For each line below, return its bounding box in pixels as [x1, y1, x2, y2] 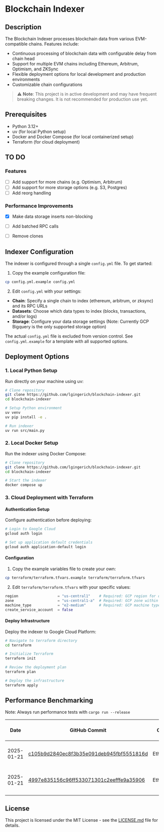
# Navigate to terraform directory [5, 638, 78, 643]
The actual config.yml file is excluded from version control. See [5, 333, 133, 339]
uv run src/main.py [5, 428, 45, 433]
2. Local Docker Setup [5, 440, 59, 447]
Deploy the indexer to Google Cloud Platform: [5, 629, 97, 635]
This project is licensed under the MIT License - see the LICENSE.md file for [5, 817, 158, 823]
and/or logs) [12, 313, 38, 319]
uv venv [5, 410, 21, 415]
